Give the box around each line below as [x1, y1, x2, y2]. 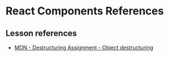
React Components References [5, 4, 164, 18]
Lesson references [5, 28, 77, 38]
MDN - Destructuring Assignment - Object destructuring [14, 44, 154, 51]
